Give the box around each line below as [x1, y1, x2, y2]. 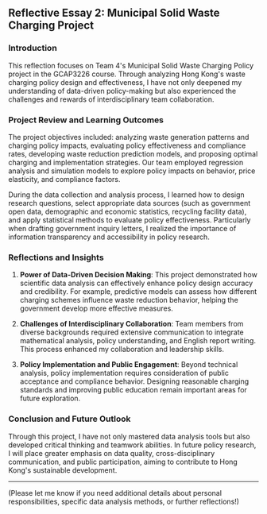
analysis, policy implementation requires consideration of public [19, 369, 229, 378]
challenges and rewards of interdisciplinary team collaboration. [8, 95, 215, 104]
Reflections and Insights [8, 252, 105, 263]
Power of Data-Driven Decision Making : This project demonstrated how [19, 270, 258, 280]
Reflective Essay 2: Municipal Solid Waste [8, 6, 220, 20]
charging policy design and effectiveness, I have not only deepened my [8, 77, 242, 87]
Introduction [8, 43, 57, 54]
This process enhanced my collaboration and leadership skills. [19, 345, 225, 354]
